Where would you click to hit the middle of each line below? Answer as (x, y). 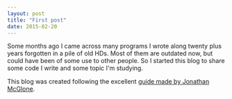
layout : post (26, 13)
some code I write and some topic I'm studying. (75, 68)
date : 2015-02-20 (32, 26)
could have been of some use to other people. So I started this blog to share (116, 61)
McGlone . (21, 89)
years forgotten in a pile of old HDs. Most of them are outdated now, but (110, 53)
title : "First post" (37, 20)
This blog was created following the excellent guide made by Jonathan (108, 82)
